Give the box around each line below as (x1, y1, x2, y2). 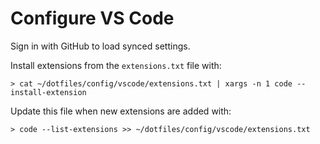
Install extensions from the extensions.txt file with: (10, 59, 222, 71)
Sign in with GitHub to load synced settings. (10, 40, 191, 52)
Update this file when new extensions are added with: (10, 105, 232, 117)
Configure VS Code (10, 7, 175, 30)
